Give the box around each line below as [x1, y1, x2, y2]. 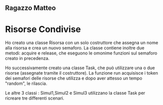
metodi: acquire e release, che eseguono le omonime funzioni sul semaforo [5, 50, 158, 56]
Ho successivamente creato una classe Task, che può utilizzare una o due [5, 65, 155, 71]
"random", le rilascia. [5, 80, 48, 86]
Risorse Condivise [5, 24, 81, 35]
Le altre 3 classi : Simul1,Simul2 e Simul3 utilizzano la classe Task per [5, 90, 146, 96]
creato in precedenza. [5, 55, 50, 61]
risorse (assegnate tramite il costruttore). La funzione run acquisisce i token [5, 70, 159, 76]
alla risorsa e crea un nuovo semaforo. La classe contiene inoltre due [5, 45, 145, 51]
